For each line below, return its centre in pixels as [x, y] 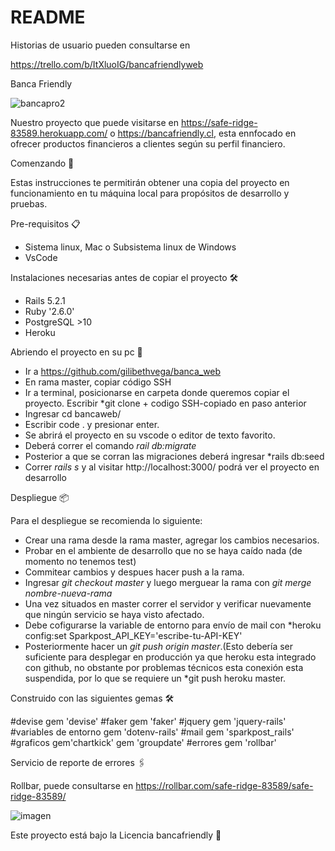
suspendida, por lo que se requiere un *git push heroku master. [155, 678]
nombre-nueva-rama [68, 593]
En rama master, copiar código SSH [98, 382]
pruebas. [29, 203]
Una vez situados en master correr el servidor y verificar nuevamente [168, 603]
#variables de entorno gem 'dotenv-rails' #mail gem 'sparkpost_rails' [152, 732]
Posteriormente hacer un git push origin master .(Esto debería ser [159, 646]
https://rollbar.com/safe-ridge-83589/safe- [224, 785]
